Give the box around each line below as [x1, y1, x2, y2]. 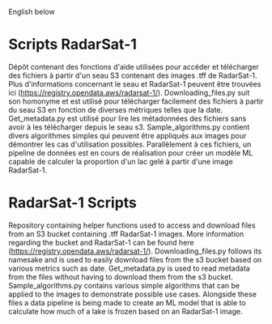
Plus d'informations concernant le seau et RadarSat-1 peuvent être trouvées [8, 79, 261, 88]
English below [8, 7, 55, 16]
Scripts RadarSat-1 [8, 36, 138, 53]
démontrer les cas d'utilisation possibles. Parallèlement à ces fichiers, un [8, 139, 252, 149]
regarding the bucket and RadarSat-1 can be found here [8, 237, 194, 247]
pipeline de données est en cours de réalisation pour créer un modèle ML [8, 147, 253, 157]
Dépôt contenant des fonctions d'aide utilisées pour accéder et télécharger [8, 62, 259, 71]
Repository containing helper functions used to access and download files [8, 220, 257, 230]
